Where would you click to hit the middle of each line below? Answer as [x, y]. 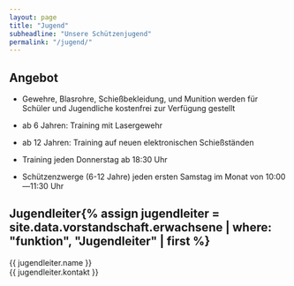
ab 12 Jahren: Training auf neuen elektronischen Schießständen [138, 143]
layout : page [33, 17]
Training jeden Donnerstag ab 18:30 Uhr [94, 160]
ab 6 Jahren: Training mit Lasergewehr [92, 125]
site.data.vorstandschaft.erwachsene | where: [140, 227]
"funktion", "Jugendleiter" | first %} [109, 241]
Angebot [34, 77]
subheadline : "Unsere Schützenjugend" [80, 34]
